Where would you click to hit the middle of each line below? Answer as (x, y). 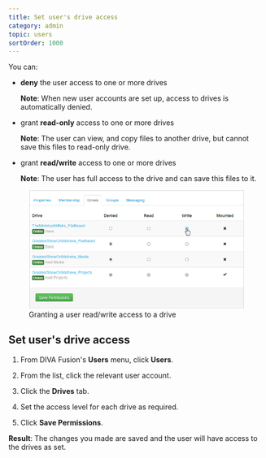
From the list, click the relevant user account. (96, 375)
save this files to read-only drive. (75, 147)
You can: (23, 67)
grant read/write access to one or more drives (98, 163)
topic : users (31, 34)
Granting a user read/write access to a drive (102, 314)
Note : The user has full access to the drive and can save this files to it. (138, 179)
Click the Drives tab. (55, 391)
